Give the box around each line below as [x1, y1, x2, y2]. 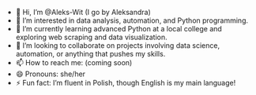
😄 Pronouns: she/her [15, 69, 85, 79]
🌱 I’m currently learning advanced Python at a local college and [15, 24, 223, 33]
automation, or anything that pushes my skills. [15, 49, 166, 58]
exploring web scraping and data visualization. [15, 32, 168, 42]
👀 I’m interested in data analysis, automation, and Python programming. [15, 16, 249, 25]
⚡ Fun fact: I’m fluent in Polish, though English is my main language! [15, 79, 236, 87]
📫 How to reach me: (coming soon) [15, 58, 133, 67]
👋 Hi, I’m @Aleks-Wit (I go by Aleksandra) [15, 8, 152, 16]
